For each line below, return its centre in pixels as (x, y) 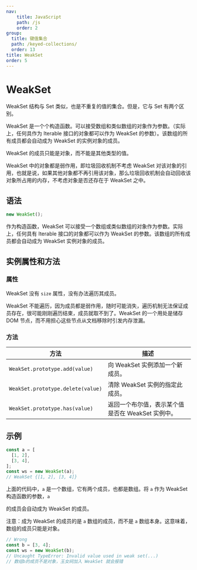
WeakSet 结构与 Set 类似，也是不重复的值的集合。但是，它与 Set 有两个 (93, 107)
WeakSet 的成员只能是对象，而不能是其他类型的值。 (69, 153)
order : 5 (17, 60)
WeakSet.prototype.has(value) (51, 409)
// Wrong (17, 540)
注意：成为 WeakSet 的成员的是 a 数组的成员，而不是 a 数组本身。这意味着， (98, 521)
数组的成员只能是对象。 (34, 528)
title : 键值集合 (30, 39)
